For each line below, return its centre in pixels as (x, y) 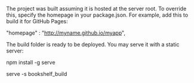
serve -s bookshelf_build (37, 74)
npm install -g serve (31, 62)
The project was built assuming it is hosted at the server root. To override (96, 9)
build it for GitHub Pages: (37, 21)
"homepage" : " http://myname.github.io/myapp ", (66, 33)
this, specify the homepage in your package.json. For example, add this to (97, 15)
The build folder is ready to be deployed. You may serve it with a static (93, 44)
